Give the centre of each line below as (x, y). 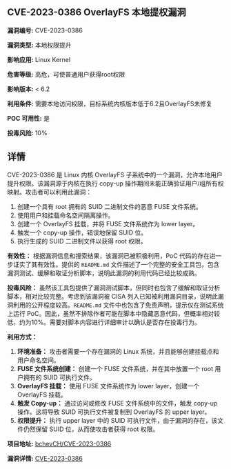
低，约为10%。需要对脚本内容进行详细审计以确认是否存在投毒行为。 (104, 322)
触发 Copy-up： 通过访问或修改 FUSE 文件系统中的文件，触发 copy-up (117, 403)
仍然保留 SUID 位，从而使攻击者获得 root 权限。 (91, 429)
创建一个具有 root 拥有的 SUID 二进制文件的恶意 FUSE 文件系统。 (109, 206)
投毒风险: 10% (27, 132)
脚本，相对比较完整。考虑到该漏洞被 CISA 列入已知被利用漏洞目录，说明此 (113, 296)
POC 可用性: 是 (29, 118)
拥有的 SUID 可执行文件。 (59, 377)
